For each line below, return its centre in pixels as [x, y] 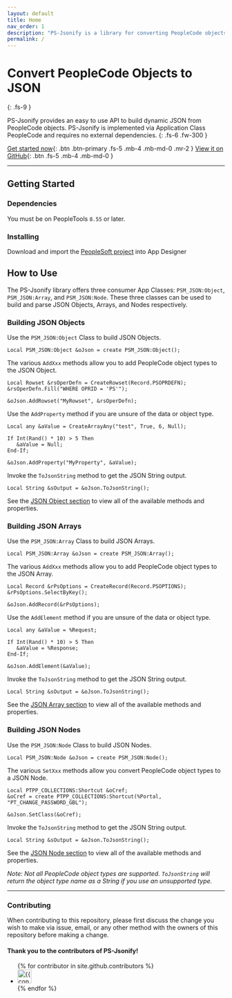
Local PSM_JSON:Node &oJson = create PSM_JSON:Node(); [88, 757]
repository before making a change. [58, 935]
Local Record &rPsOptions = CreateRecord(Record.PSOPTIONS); [97, 587]
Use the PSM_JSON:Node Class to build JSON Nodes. [79, 745]
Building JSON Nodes [44, 730]
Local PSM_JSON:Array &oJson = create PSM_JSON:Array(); [91, 554]
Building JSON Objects [46, 322]
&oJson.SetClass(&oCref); [44, 814]
